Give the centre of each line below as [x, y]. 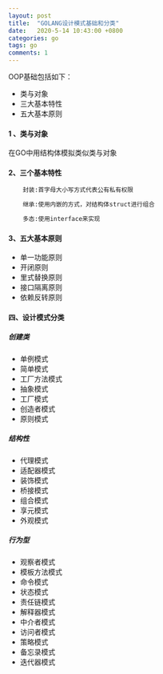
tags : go [23, 46]
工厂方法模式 [41, 379]
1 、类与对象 [28, 134]
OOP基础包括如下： [41, 76]
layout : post [30, 16]
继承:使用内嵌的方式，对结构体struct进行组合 [89, 205]
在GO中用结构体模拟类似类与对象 [63, 153]
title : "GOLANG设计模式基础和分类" [64, 23]
